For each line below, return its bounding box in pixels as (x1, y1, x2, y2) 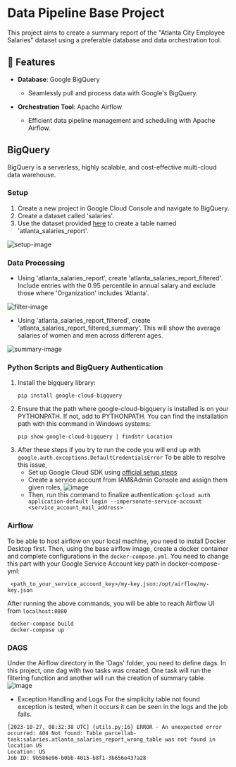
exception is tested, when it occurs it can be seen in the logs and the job (17, 703, 228, 711)
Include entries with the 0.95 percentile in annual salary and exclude (17, 281, 216, 290)
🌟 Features (7, 57, 56, 69)
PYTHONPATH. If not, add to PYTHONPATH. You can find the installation (17, 412, 228, 421)
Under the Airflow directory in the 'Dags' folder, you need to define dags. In (7, 659, 227, 667)
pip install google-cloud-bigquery (17, 392, 123, 400)
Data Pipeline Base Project (7, 5, 165, 21)
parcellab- (104, 730, 137, 737)
